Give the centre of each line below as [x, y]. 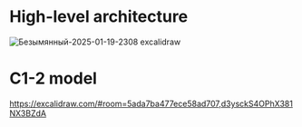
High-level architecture [99, 17]
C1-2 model [54, 78]
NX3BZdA [28, 113]
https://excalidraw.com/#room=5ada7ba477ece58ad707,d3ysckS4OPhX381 [151, 103]
